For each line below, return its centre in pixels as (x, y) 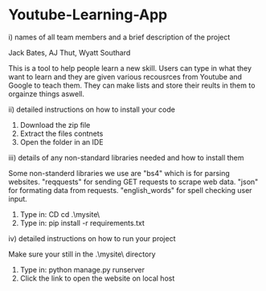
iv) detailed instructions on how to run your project (92, 238)
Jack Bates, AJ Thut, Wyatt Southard (70, 52)
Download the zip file (55, 125)
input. (18, 199)
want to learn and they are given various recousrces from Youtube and (125, 76)
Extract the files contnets (61, 133)
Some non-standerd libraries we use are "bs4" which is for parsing (119, 173)
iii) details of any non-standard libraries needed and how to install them (126, 158)
